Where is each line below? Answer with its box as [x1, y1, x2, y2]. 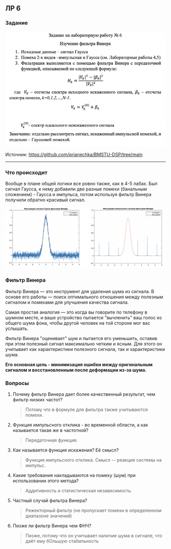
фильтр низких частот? [12, 396, 63, 402]
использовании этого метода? [12, 478, 79, 484]
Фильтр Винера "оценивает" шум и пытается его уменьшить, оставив [5, 335, 158, 341]
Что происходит [5, 169, 48, 176]
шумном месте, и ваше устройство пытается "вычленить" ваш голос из [5, 314, 162, 321]
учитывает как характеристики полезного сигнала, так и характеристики [5, 346, 165, 352]
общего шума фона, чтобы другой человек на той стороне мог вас [5, 320, 151, 326]
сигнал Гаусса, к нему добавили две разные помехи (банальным [5, 186, 148, 192]
